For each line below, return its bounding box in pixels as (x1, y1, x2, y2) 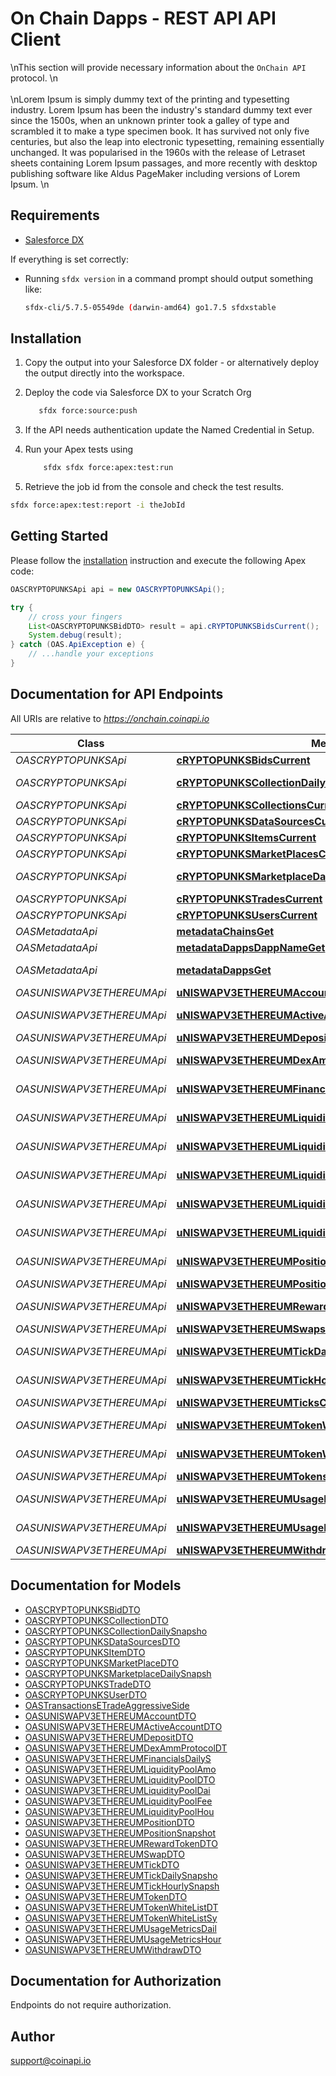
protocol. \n (10, 72, 58, 84)
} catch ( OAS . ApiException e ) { (10, 640, 145, 650)
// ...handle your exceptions (28, 649, 155, 659)
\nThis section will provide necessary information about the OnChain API (10, 61, 307, 73)
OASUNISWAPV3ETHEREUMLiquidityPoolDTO (24, 1773, 216, 1786)
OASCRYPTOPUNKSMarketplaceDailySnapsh (24, 1667, 212, 1679)
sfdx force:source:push (38, 406, 138, 416)
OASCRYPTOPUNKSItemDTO (24, 1646, 146, 1658)
